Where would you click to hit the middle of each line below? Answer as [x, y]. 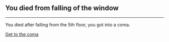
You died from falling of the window [62, 8]
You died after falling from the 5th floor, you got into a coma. [68, 25]
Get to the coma [22, 34]
